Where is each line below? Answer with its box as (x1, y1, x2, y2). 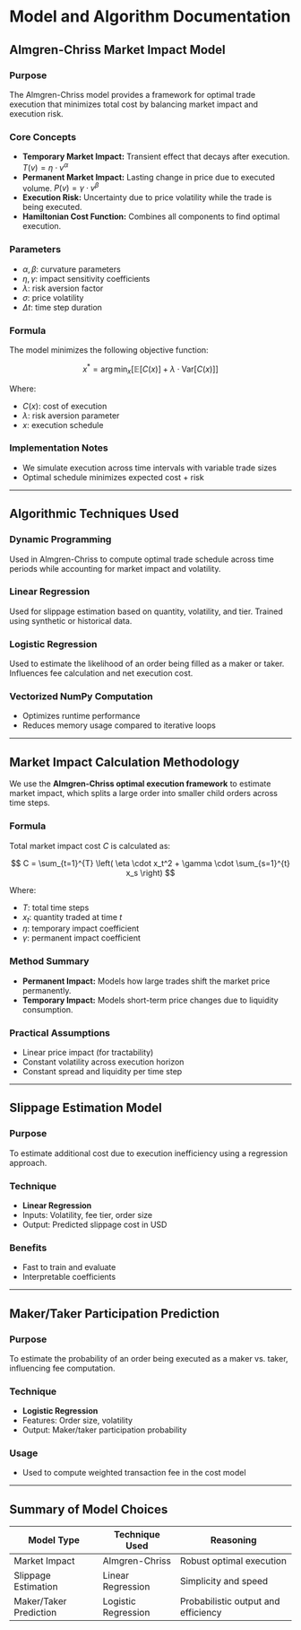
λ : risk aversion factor (21, 283, 104, 294)
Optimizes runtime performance (21, 711, 141, 722)
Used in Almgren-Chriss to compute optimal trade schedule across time (9, 554, 275, 565)
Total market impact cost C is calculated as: (9, 840, 171, 851)
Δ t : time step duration (21, 302, 103, 312)
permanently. (21, 985, 72, 995)
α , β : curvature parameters (21, 263, 121, 275)
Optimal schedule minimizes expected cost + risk (21, 471, 204, 482)
